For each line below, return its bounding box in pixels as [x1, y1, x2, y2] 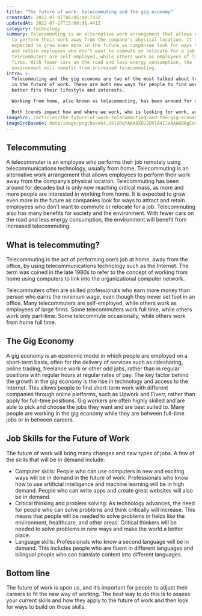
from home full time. [6, 319, 57, 326]
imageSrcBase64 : [6, 120, 47, 126]
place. [14, 531, 31, 539]
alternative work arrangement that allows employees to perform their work [6, 171, 191, 178]
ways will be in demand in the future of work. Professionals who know [14, 474, 189, 481]
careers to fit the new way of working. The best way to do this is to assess [6, 591, 191, 598]
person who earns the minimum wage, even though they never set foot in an [6, 293, 195, 300]
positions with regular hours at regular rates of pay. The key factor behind [6, 371, 189, 378]
